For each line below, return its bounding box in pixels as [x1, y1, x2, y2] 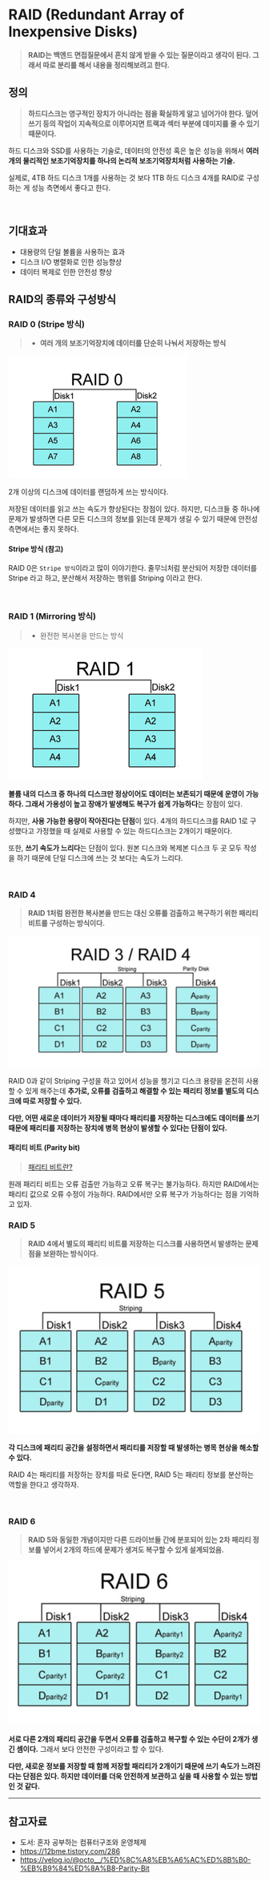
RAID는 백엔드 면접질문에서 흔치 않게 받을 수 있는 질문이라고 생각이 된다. [27, 50, 251, 59]
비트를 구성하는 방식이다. [27, 918, 106, 928]
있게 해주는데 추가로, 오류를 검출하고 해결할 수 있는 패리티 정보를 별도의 [25, 1086, 245, 1096]
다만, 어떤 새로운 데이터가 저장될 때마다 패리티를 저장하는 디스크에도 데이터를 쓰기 [8, 1112, 260, 1123]
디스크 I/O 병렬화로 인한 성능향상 [19, 256, 122, 266]
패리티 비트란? [27, 1162, 74, 1172]
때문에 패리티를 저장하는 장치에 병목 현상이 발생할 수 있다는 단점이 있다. [8, 1123, 228, 1132]
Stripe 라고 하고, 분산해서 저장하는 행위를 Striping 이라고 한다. [8, 573, 203, 583]
